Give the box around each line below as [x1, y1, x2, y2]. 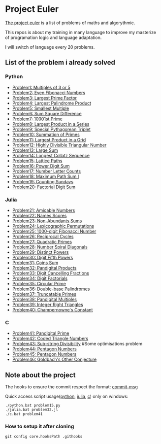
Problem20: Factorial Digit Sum [12, 184, 76, 190]
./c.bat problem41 [5, 411, 43, 417]
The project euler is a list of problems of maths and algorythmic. [5, 20, 135, 26]
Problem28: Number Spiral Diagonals [12, 244, 88, 250]
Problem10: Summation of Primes [12, 132, 80, 137]
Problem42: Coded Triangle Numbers [12, 336, 89, 342]
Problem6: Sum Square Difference [12, 110, 82, 116]
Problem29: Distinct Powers [12, 249, 69, 255]
